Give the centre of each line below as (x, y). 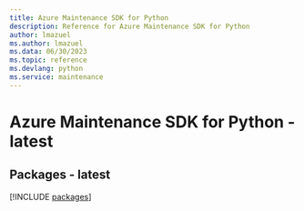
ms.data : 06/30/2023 (49, 52)
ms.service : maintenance (56, 77)
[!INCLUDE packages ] (51, 196)
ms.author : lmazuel (46, 43)
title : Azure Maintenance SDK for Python (89, 18)
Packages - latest (60, 175)
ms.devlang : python (46, 69)
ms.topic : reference (49, 60)
